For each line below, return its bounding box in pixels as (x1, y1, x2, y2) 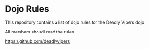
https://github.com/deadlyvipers (5, 38, 70, 44)
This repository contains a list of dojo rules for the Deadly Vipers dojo (5, 19, 145, 25)
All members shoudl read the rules (5, 29, 74, 34)
